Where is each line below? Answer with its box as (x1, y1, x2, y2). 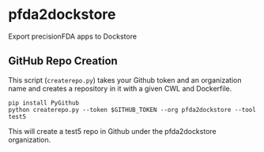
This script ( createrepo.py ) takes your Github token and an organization (8, 75, 242, 84)
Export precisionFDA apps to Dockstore (8, 32, 137, 41)
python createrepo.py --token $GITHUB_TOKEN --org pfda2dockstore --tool (8, 106, 257, 113)
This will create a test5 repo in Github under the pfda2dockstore (8, 126, 217, 135)
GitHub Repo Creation (8, 54, 119, 68)
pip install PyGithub (8, 98, 80, 107)
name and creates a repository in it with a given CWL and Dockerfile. (8, 83, 232, 93)
